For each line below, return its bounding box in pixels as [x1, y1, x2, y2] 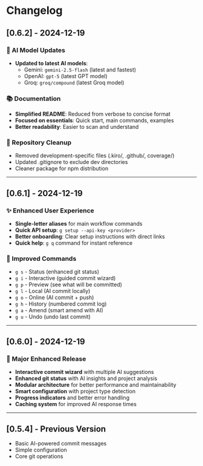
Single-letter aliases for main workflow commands [14, 220, 143, 228]
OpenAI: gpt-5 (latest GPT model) [24, 72, 108, 79]
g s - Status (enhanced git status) [14, 268, 100, 275]
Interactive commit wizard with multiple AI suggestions [14, 369, 154, 376]
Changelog [6, 4, 63, 18]
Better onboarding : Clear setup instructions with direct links [14, 233, 165, 240]
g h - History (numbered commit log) [14, 300, 107, 307]
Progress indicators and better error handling [14, 394, 130, 401]
